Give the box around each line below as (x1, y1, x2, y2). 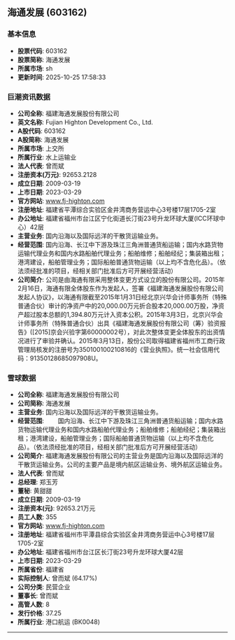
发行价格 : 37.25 (17, 609, 62, 618)
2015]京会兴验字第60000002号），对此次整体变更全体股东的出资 (34, 327, 219, 336)
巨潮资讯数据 (7, 92, 51, 101)
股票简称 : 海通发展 (17, 55, 71, 64)
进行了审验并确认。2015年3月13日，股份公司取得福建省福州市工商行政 (23, 336, 226, 345)
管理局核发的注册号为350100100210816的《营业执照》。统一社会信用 (17, 345, 214, 353)
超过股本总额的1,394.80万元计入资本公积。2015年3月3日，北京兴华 (23, 310, 217, 318)
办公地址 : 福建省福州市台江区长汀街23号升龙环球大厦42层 (17, 548, 184, 556)
